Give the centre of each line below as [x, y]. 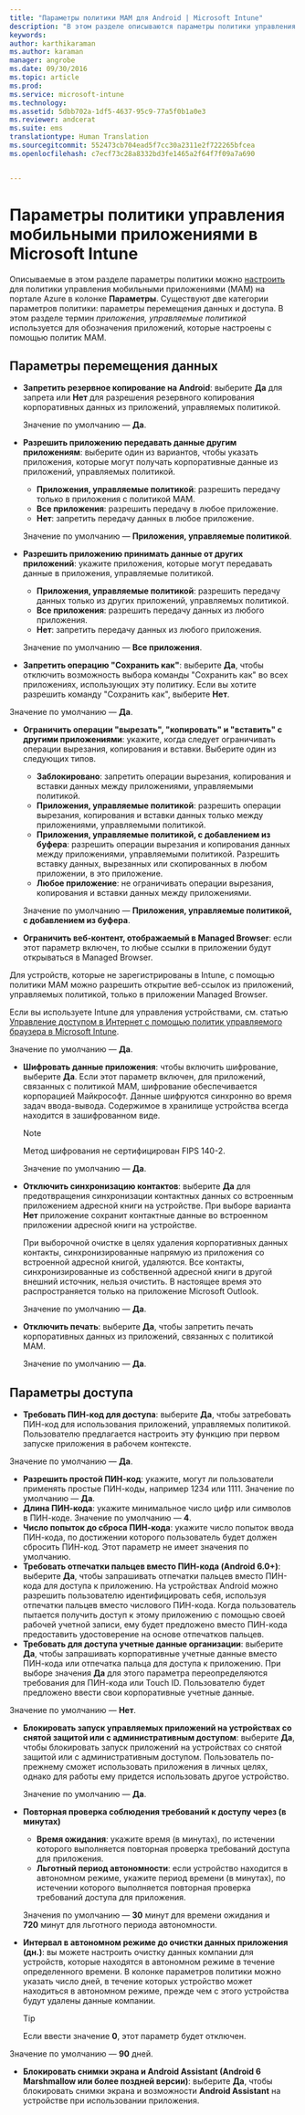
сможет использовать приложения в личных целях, [167, 1767]
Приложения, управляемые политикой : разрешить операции [158, 805]
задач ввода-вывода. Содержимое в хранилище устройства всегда [156, 1106]
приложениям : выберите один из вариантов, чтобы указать [140, 452]
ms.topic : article [44, 78]
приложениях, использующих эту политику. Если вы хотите [140, 685]
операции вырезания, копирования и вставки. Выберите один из [149, 749]
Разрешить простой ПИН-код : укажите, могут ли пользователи [148, 1479]
